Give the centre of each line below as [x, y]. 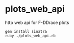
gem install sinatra [26, 31]
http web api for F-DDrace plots [37, 22]
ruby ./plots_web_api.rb [30, 36]
